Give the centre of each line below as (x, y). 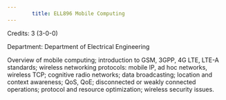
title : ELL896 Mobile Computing (79, 13)
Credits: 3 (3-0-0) (33, 33)
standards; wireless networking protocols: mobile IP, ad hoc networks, (107, 67)
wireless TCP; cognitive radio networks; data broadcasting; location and (110, 74)
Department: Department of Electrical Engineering (78, 46)
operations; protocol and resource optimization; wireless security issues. (111, 89)
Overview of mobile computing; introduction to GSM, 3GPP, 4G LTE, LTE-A (113, 60)
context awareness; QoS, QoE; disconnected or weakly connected (102, 82)
